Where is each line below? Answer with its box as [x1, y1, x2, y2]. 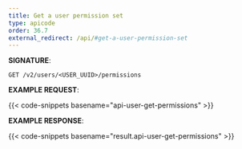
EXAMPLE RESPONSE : [8, 116, 84, 126]
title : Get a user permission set [8, 11, 124, 20]
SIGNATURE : [8, 56, 51, 65]
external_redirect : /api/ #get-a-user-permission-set [8, 33, 188, 42]
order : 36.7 [8, 26, 48, 34]
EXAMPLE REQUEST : [8, 85, 79, 95]
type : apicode [8, 19, 56, 27]
